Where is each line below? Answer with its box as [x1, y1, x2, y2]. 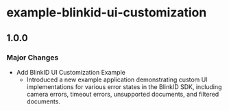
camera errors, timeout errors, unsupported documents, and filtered [26, 90, 219, 98]
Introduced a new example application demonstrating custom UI [26, 75, 208, 84]
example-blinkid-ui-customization [6, 5, 207, 21]
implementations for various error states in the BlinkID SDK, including [26, 82, 222, 90]
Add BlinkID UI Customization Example [16, 68, 126, 76]
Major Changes [6, 53, 59, 62]
